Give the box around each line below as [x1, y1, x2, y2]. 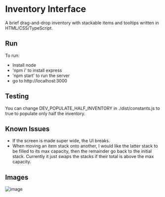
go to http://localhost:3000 [12, 78, 68, 83]
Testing [5, 92, 29, 101]
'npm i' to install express [12, 67, 62, 73]
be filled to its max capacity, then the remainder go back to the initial [12, 148, 152, 154]
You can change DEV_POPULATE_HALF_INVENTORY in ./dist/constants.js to [5, 105, 160, 111]
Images [5, 173, 29, 181]
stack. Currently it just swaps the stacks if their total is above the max [12, 154, 154, 159]
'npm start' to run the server [12, 73, 70, 79]
